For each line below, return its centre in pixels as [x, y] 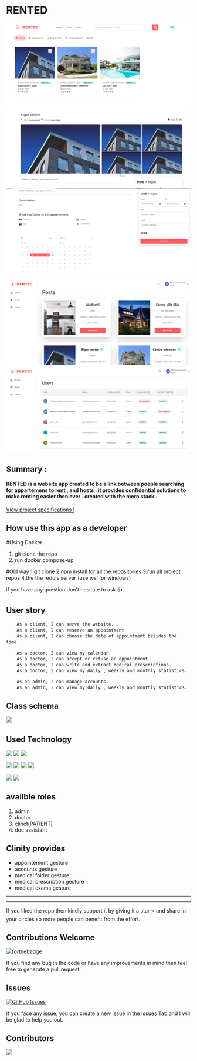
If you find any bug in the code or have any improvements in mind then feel [97, 963]
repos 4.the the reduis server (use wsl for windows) [68, 577]
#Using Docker [24, 542]
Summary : [26, 469]
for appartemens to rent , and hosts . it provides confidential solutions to [96, 490]
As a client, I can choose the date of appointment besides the [97, 636]
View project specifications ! [40, 510]
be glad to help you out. [35, 1020]
